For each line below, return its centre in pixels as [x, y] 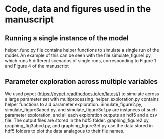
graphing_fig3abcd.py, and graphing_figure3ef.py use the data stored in [79, 125]
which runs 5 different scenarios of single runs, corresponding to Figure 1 [81, 61]
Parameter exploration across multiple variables [82, 82]
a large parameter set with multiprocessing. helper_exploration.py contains [82, 99]
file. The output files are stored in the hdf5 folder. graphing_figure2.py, [78, 120]
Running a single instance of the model [67, 38]
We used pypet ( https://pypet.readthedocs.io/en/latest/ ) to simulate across [82, 94]
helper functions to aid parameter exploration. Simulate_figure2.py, [74, 104]
